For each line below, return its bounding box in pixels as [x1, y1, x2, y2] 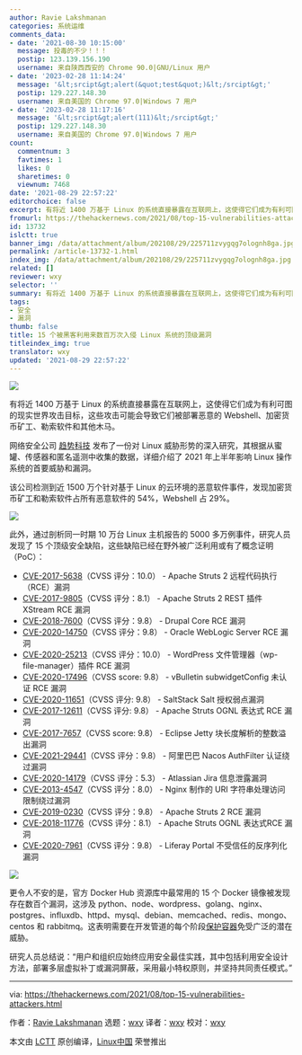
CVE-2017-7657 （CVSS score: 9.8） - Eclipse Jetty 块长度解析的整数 [22, 727, 279, 738]
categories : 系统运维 [9, 22, 85, 31]
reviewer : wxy [9, 272, 63, 281]
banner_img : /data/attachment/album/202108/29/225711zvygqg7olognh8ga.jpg [9, 239, 296, 248]
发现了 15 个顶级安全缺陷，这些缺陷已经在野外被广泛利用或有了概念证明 [9, 540, 274, 551]
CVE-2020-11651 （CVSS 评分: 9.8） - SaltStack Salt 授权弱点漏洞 [22, 694, 265, 705]
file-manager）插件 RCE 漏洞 [22, 660, 130, 670]
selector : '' [9, 280, 58, 289]
